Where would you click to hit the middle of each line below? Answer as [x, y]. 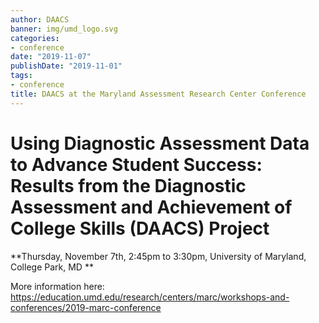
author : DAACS [40, 19]
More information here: [57, 286]
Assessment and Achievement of [151, 207]
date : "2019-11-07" [51, 57]
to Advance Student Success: [136, 164]
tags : [21, 76]
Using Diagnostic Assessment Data [160, 143]
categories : [35, 38]
